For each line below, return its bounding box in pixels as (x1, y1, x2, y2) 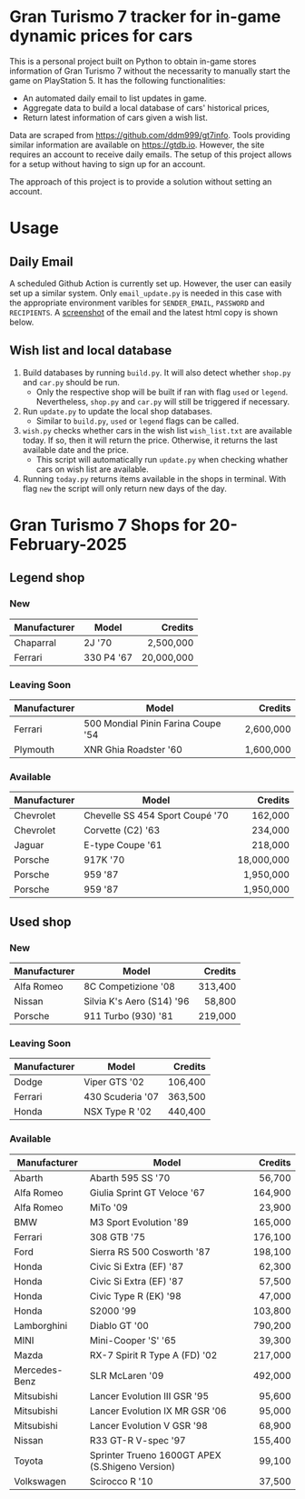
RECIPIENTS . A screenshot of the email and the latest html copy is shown (9, 306, 279, 317)
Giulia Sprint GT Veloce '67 (89, 1186, 206, 1199)
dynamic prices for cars (9, 25, 193, 46)
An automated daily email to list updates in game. (22, 93, 207, 104)
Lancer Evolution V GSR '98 (89, 1419, 209, 1432)
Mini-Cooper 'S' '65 (89, 1334, 177, 1346)
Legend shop (9, 570, 85, 585)
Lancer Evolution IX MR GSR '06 (89, 1404, 227, 1417)
